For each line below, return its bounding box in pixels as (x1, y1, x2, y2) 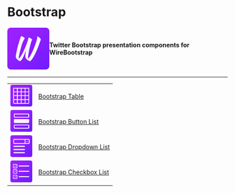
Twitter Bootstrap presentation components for (49, 40, 190, 49)
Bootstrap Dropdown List (38, 143, 111, 151)
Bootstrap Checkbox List (38, 168, 110, 176)
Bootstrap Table (38, 92, 84, 100)
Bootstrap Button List (38, 117, 99, 125)
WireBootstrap (49, 48, 93, 56)
